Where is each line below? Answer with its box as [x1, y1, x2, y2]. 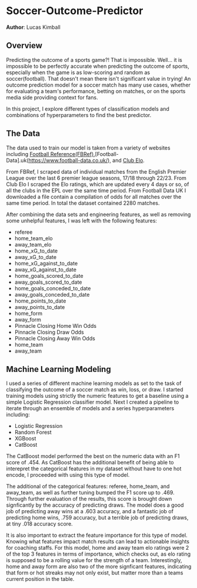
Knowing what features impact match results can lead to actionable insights [6, 538, 190, 545]
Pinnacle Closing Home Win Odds [14, 322, 97, 329]
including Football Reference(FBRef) [6, 150, 94, 157]
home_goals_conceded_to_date [14, 284, 91, 292]
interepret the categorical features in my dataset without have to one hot [6, 465, 182, 472]
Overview [6, 41, 43, 51]
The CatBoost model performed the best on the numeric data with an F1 [6, 453, 180, 460]
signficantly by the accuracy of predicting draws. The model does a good [6, 501, 184, 509]
